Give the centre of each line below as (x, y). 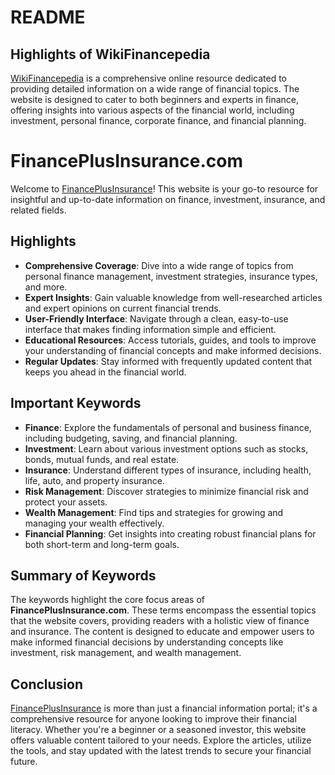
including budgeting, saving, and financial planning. (131, 438)
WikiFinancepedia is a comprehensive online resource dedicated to (148, 78)
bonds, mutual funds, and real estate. (102, 459)
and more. (46, 287)
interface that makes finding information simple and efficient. (150, 329)
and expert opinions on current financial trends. (123, 308)
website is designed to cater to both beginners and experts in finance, (155, 99)
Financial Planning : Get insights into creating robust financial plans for (170, 533)
